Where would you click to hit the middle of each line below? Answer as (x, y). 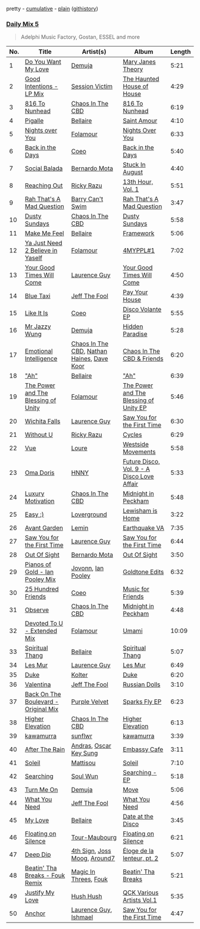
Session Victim (92, 87)
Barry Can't (87, 199)
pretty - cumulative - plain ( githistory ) (52, 9)
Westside (136, 445)
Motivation (40, 501)
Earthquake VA (144, 528)
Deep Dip (38, 854)
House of (136, 87)
